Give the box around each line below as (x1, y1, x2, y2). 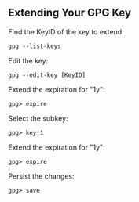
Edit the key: (8, 56, 49, 65)
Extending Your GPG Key (8, 6, 132, 20)
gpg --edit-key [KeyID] (8, 70, 86, 79)
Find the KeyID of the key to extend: (8, 27, 124, 36)
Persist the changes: (8, 171, 75, 181)
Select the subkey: (8, 114, 68, 123)
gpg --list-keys (8, 42, 61, 50)
